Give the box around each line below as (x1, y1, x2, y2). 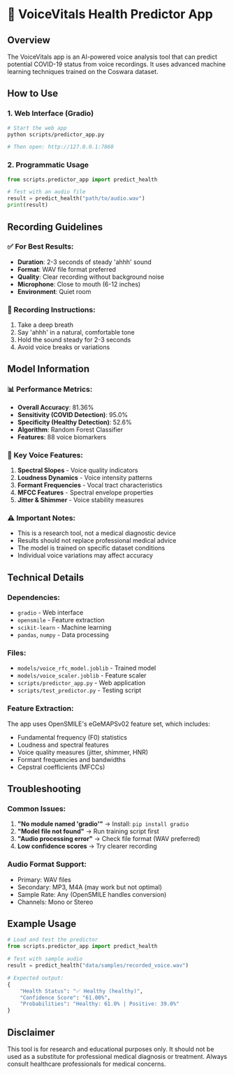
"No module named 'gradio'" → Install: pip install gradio (17, 820, 189, 828)
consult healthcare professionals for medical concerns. (7, 1060, 166, 1068)
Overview (7, 34, 51, 46)
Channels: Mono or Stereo (17, 898, 94, 906)
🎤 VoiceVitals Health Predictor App (7, 6, 213, 22)
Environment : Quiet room (17, 287, 92, 295)
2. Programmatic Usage (7, 160, 89, 170)
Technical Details (7, 571, 85, 583)
